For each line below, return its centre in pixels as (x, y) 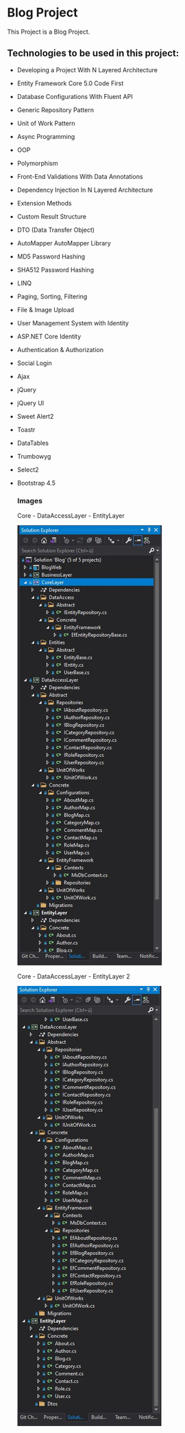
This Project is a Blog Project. (49, 32)
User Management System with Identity (73, 323)
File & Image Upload (45, 309)
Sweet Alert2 (35, 416)
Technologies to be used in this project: (93, 53)
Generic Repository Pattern (56, 110)
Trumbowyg (34, 456)
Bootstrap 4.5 (36, 483)
